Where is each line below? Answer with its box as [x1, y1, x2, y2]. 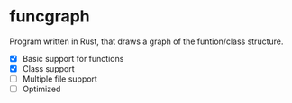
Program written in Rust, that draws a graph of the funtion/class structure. [9, 36, 284, 47]
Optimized [22, 83, 61, 95]
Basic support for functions [22, 53, 124, 64]
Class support [22, 64, 75, 73]
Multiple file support [22, 73, 97, 84]
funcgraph [9, 6, 90, 27]
